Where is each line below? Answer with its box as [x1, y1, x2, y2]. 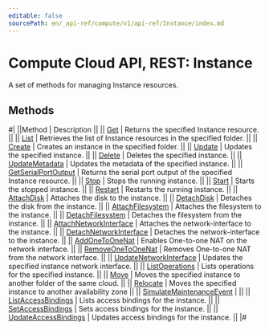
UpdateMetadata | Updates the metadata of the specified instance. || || [8, 159, 243, 169]
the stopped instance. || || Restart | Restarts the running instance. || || [8, 185, 238, 194]
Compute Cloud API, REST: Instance [8, 54, 253, 72]
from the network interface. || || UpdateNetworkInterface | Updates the [8, 253, 243, 263]
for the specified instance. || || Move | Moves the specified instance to [8, 270, 241, 279]
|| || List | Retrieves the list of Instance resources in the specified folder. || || [8, 133, 259, 143]
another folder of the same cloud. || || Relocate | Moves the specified [8, 279, 237, 288]
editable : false [8, 11, 63, 20]
